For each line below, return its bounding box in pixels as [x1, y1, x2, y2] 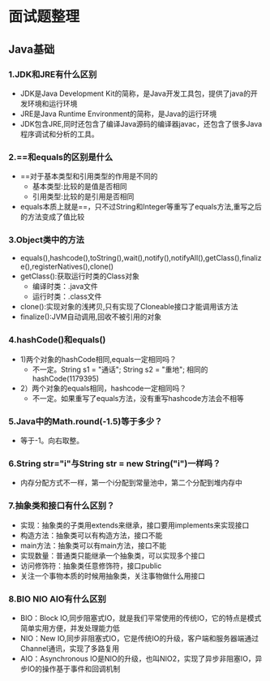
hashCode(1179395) [32, 373, 100, 383]
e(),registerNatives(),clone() [19, 261, 114, 272]
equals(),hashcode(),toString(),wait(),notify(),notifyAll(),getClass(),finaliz [19, 253, 262, 263]
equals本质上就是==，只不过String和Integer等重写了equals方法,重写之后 [19, 202, 262, 212]
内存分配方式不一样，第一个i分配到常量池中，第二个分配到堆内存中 [19, 478, 243, 488]
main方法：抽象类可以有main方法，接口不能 [19, 541, 167, 550]
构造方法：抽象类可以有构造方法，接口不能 [19, 530, 163, 540]
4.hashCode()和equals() [8, 334, 106, 346]
